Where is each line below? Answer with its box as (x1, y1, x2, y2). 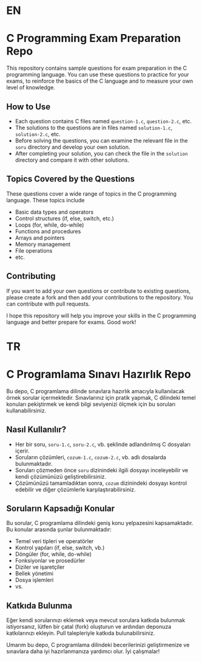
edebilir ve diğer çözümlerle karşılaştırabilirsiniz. (15, 485, 136, 493)
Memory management (15, 241, 71, 248)
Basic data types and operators (15, 208, 94, 216)
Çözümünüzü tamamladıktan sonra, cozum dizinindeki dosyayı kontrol (15, 479, 187, 487)
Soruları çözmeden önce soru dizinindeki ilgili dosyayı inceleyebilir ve (15, 466, 189, 474)
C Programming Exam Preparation (6, 32, 181, 46)
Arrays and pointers (15, 234, 65, 241)
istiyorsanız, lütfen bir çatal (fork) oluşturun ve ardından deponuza (6, 623, 172, 631)
